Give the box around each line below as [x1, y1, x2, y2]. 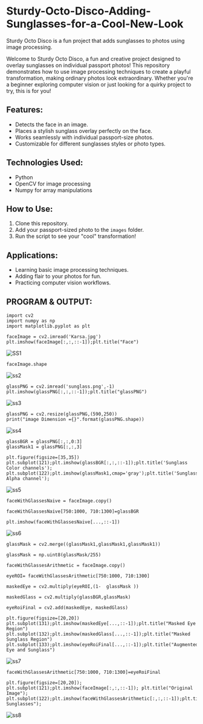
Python [14, 173, 33, 181]
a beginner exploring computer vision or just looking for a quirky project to [6, 80, 192, 88]
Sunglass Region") [6, 636, 53, 642]
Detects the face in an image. [14, 121, 89, 128]
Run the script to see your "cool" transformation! [14, 232, 137, 240]
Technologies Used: [6, 158, 83, 168]
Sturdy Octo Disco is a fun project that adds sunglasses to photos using [6, 37, 185, 44]
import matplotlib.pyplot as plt [6, 323, 91, 329]
